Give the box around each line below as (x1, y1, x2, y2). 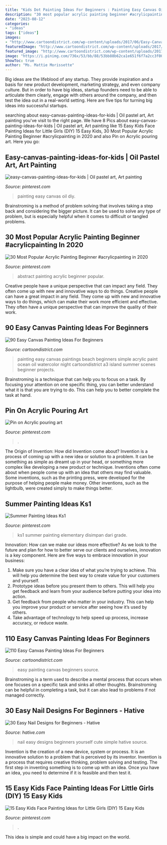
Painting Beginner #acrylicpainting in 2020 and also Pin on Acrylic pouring (5, 134, 158, 140)
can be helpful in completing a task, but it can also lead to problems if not (5, 687, 156, 693)
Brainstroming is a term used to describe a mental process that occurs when (5, 676, 162, 682)
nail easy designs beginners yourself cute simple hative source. (17, 739, 148, 745)
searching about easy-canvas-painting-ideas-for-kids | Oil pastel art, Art (5, 112, 154, 118)
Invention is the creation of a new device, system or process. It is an (5, 748, 145, 755)
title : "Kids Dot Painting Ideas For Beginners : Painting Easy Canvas (5, 7, 157, 12)
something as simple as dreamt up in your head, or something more (5, 459, 144, 465)
